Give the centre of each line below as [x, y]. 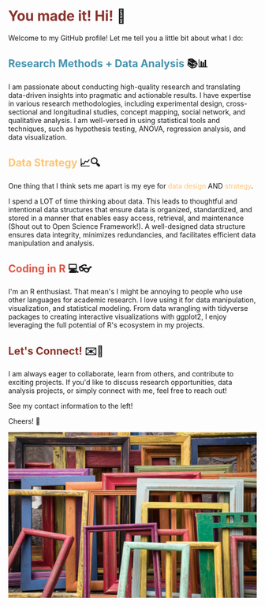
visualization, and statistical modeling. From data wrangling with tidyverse [128, 309]
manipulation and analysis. [51, 243]
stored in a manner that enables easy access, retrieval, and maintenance [126, 218]
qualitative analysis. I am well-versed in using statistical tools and [114, 120]
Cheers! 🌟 [24, 421]
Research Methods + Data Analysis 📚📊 [108, 64]
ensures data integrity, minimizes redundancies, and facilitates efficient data [132, 234]
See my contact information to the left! [71, 406]
